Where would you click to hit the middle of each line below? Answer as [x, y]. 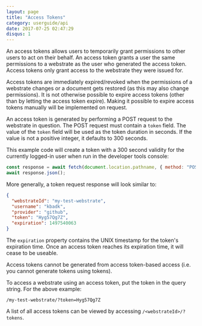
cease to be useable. [32, 253]
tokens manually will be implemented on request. [67, 107]
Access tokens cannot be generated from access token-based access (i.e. [99, 264]
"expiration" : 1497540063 [44, 223]
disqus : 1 [19, 34]
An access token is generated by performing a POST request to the [90, 119]
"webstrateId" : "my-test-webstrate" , [59, 201]
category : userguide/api [37, 23]
